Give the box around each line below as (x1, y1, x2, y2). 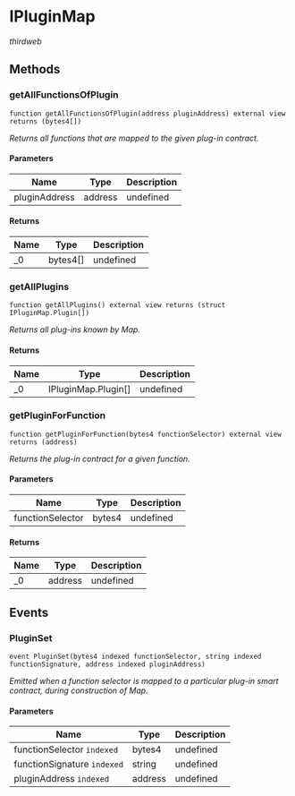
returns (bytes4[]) (9, 116, 82, 126)
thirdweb (9, 36, 42, 47)
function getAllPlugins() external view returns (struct (9, 301, 226, 310)
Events (9, 604, 49, 620)
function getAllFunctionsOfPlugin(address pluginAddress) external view (9, 109, 286, 118)
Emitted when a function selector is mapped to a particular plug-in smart (9, 675, 279, 686)
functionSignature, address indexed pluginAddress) (9, 660, 206, 669)
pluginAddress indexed (13, 773, 110, 785)
